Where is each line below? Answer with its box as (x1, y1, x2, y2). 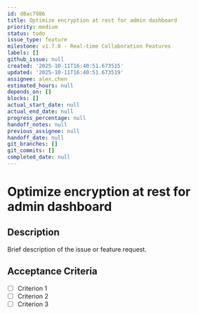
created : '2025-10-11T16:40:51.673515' (7, 62, 124, 69)
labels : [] (7, 50, 39, 57)
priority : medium (7, 23, 58, 30)
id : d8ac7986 (7, 10, 46, 18)
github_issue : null (7, 56, 65, 63)
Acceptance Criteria (7, 266, 98, 278)
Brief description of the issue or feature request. (7, 245, 147, 253)
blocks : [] (7, 95, 39, 102)
